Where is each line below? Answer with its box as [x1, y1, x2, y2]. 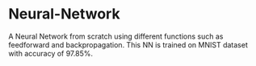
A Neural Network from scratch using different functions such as [8, 31, 224, 41]
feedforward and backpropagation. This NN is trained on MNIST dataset [8, 39, 248, 49]
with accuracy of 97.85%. [8, 48, 94, 58]
